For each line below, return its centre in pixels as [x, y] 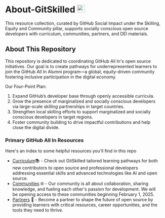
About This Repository [41, 49]
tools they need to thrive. [38, 210]
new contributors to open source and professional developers [75, 168]
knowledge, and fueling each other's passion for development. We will [84, 189]
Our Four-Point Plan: [26, 86]
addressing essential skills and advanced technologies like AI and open [85, 173]
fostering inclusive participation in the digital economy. [61, 77]
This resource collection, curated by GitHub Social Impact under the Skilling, [83, 23]
